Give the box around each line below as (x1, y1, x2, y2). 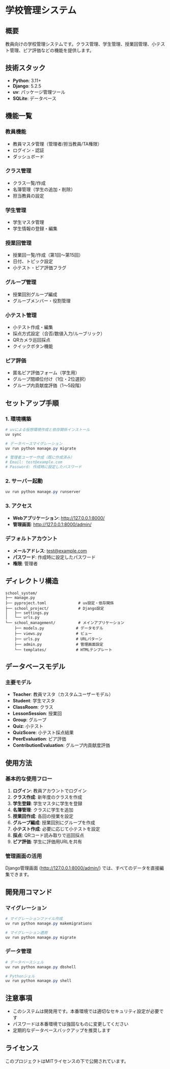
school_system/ (5, 590, 38, 596)
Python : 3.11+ (12, 77, 42, 83)
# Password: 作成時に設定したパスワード (5, 464, 82, 470)
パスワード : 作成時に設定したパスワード (12, 554, 96, 560)
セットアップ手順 (5, 399, 59, 407)
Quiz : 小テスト (12, 723, 44, 729)
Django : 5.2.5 (12, 82, 42, 89)
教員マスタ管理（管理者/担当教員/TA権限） (12, 140, 102, 147)
